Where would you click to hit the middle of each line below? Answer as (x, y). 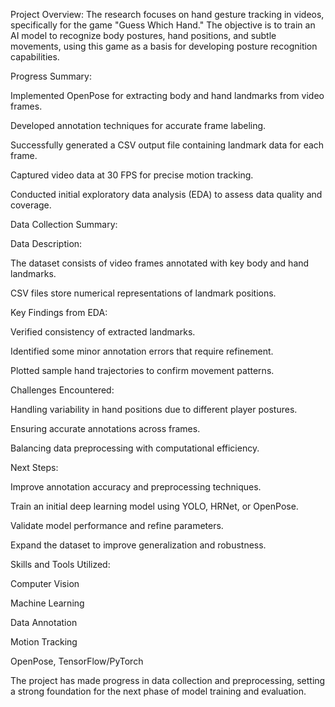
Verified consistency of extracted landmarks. (103, 332)
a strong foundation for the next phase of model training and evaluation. (158, 691)
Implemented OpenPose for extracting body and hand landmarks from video (167, 95)
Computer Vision (45, 583)
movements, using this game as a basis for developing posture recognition (164, 46)
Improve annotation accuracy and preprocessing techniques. (136, 487)
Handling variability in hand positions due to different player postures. (154, 409)
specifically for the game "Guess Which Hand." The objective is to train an (163, 25)
